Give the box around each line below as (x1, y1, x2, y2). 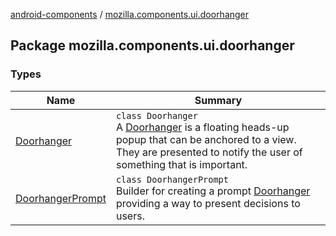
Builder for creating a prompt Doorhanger (115, 184, 311, 198)
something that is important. (115, 157, 248, 171)
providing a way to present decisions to (115, 196, 301, 210)
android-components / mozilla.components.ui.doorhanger (10, 9, 250, 20)
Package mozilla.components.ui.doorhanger (10, 37, 295, 54)
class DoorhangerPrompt (115, 174, 229, 185)
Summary (194, 93, 243, 107)
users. (115, 209, 145, 223)
